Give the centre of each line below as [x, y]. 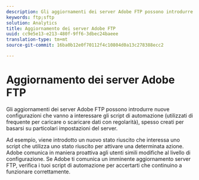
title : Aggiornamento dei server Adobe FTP [61, 28]
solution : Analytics [32, 23]
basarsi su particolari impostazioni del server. [62, 128]
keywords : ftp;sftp [30, 17]
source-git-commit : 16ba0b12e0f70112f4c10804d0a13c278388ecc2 [85, 45]
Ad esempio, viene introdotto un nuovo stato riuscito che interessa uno [93, 140]
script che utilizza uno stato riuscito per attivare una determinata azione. [95, 146]
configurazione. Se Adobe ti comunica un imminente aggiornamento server [98, 158]
